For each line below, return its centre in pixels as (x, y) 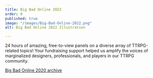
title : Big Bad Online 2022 (33, 9)
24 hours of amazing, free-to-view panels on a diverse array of (68, 46)
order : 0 (14, 14)
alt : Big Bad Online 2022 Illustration (45, 28)
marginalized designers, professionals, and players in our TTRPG (70, 56)
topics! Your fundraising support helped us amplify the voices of (84, 51)
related (12, 51)
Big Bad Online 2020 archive (33, 70)
